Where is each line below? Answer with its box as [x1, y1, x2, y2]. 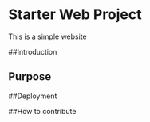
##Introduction [8, 47, 57, 56]
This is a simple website [8, 32, 87, 41]
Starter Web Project [8, 6, 142, 24]
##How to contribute [8, 106, 77, 116]
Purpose [8, 70, 52, 84]
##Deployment [8, 91, 57, 101]
